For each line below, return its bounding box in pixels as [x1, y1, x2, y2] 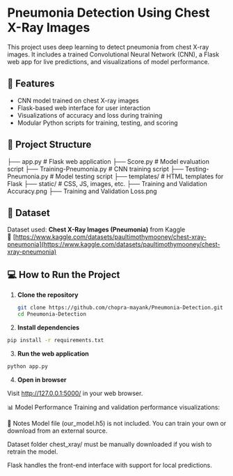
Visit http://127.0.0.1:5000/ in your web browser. [7, 389, 143, 397]
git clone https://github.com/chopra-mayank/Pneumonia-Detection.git [17, 305, 224, 312]
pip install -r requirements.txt [7, 337, 104, 344]
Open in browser [17, 375, 67, 384]
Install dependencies [17, 323, 80, 332]
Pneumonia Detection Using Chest [7, 5, 210, 21]
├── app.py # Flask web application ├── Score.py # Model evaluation [7, 157, 210, 165]
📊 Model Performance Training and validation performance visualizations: [7, 403, 220, 411]
